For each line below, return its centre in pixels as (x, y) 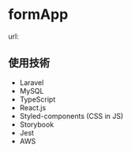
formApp (38, 15)
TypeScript (37, 99)
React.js (33, 107)
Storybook (37, 124)
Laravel (32, 82)
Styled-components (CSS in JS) (71, 116)
